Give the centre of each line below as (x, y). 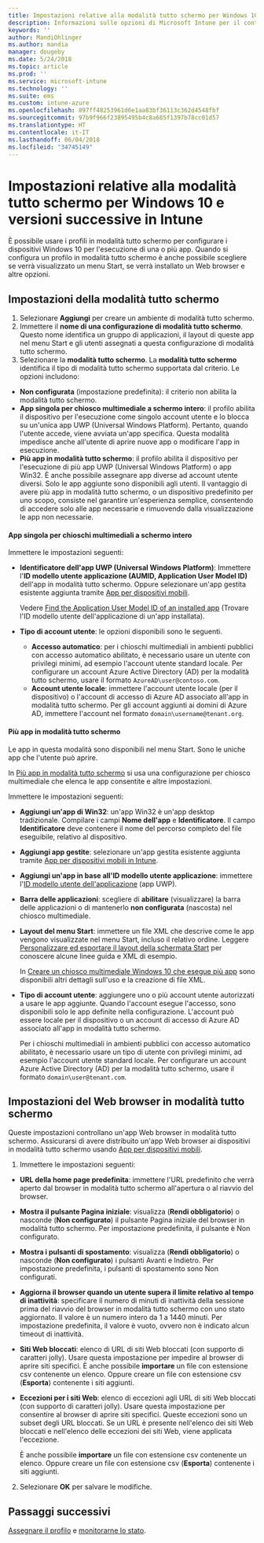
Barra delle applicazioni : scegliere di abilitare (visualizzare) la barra (130, 899)
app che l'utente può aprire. (53, 757)
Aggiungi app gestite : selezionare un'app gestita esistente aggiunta (130, 852)
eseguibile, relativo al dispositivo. (73, 836)
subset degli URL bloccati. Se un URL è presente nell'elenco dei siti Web (136, 1423)
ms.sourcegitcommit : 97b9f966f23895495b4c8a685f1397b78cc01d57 (114, 118)
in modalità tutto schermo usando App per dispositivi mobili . (105, 1149)
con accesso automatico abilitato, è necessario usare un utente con (141, 655)
